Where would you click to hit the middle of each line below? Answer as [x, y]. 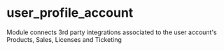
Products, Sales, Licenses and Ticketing [64, 39]
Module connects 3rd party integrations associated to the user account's [112, 32]
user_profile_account [70, 13]
